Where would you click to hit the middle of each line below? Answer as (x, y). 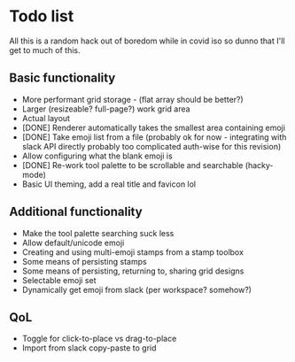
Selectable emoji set (59, 280)
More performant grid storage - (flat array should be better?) (132, 99)
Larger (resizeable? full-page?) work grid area (106, 109)
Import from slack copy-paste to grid (89, 348)
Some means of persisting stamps (85, 261)
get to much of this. (45, 50)
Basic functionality (62, 78)
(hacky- (259, 165)
